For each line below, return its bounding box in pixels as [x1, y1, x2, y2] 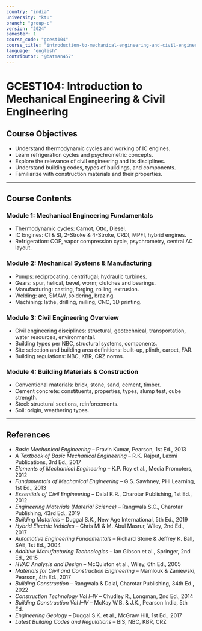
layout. [14, 244, 32, 251]
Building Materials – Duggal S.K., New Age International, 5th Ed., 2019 [14, 516, 188, 523]
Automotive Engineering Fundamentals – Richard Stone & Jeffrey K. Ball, [14, 535, 194, 543]
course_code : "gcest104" [6, 37, 69, 43]
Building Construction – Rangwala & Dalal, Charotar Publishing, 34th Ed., [14, 580, 195, 587]
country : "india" [6, 8, 50, 15]
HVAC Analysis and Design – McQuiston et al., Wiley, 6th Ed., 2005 [14, 561, 182, 568]
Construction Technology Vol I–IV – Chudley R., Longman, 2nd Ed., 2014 [14, 593, 194, 600]
